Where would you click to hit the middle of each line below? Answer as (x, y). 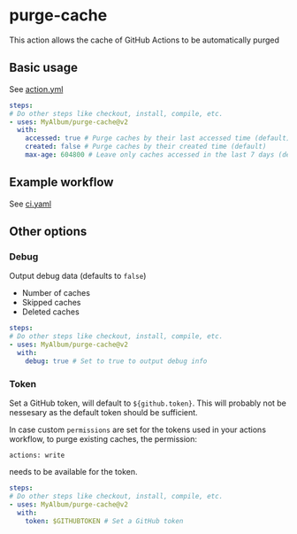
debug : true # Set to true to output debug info (116, 361)
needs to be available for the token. (73, 472)
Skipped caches (51, 303)
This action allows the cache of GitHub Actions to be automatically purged (145, 40)
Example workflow (61, 182)
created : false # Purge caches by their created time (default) (146, 147)
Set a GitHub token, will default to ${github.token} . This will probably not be (148, 403)
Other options (48, 232)
